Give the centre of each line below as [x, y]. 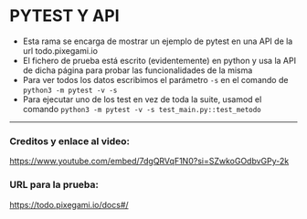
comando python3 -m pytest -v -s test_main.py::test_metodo [142, 109]
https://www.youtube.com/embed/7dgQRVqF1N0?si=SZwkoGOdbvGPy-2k [149, 162]
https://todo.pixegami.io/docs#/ [69, 204]
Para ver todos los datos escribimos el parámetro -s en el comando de [155, 79]
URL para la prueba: [54, 185]
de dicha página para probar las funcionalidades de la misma [138, 70]
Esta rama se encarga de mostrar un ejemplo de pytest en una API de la [158, 41]
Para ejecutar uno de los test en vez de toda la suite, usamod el [142, 99]
